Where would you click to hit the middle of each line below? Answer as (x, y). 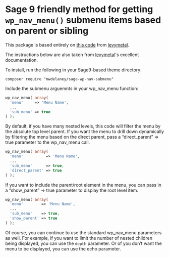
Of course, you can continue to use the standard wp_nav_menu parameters (83, 232)
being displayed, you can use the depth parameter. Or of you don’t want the (84, 243)
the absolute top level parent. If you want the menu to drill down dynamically (85, 132)
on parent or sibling (47, 31)
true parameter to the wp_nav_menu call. (48, 142)
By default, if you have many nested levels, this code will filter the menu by (83, 126)
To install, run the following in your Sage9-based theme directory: (74, 70)
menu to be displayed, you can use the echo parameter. (63, 248)
